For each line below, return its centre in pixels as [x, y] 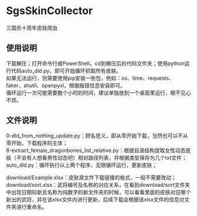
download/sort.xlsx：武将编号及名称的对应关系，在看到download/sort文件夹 [98, 185]
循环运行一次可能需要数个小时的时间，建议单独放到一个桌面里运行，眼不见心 [98, 93]
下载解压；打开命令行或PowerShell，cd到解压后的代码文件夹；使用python [95, 63]
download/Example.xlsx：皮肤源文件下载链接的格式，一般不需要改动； [91, 177]
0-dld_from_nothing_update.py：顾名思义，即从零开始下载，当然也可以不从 [97, 136]
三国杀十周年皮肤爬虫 [32, 28]
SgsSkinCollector [50, 11]
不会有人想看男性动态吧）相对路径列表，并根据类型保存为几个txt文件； [102, 157]
